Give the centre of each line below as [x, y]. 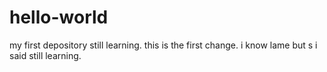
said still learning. [45, 55]
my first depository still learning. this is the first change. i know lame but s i [163, 45]
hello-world [59, 17]
